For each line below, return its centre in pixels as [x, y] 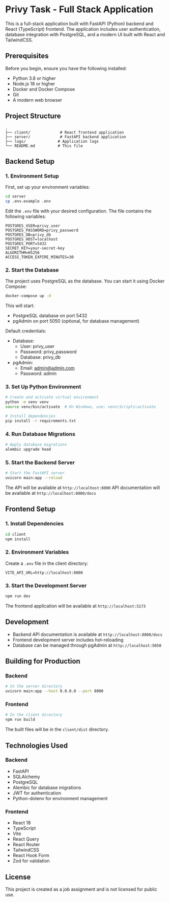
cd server [16, 196]
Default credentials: [26, 331]
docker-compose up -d [28, 296]
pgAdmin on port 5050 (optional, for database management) [76, 321]
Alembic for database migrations [47, 787]
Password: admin [38, 373]
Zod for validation [31, 861]
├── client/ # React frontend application [65, 132]
